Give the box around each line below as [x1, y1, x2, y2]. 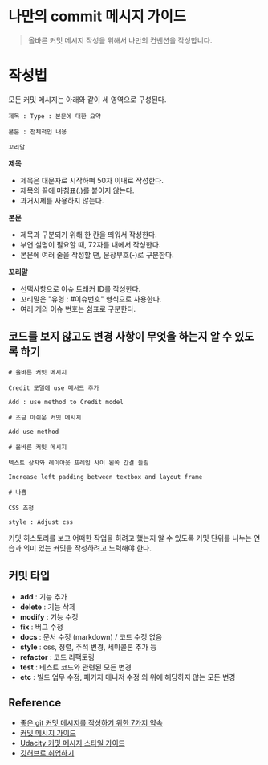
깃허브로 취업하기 [19, 748, 75, 758]
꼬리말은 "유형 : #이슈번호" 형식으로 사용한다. [19, 294, 162, 304]
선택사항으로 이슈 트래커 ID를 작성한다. [19, 284, 141, 293]
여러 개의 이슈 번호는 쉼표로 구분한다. [19, 304, 136, 313]
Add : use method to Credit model [8, 398, 124, 406]
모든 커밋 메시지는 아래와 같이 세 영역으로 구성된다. [8, 94, 167, 104]
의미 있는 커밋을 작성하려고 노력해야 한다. [22, 543, 152, 553]
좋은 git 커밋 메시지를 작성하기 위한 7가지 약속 [19, 718, 163, 728]
